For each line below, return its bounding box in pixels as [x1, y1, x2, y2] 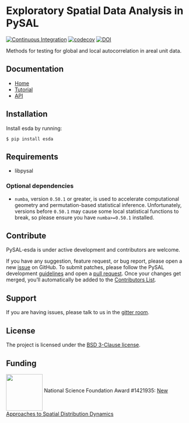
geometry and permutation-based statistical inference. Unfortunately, [14, 201, 182, 208]
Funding [6, 358, 37, 368]
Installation [6, 109, 48, 119]
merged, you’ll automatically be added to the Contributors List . [6, 276, 156, 283]
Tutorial [14, 86, 33, 93]
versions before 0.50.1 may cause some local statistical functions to [14, 208, 179, 215]
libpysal [14, 167, 33, 174]
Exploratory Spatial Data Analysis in [6, 4, 184, 18]
